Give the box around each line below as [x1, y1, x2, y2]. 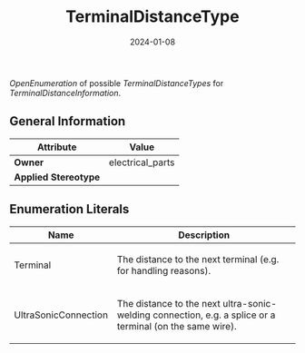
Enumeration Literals [9, 201, 130, 217]
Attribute [37, 141, 77, 153]
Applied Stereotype [14, 171, 101, 183]
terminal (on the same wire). [116, 319, 238, 332]
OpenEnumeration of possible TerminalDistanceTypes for [9, 77, 224, 88]
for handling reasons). [116, 264, 212, 277]
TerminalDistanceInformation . [9, 87, 122, 98]
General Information [9, 113, 126, 129]
